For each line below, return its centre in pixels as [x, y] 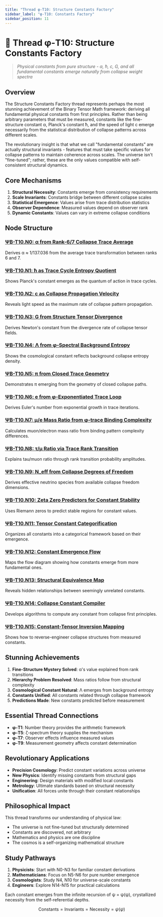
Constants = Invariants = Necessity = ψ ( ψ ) [82, 909]
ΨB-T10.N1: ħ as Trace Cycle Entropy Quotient [61, 270]
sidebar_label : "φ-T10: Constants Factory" [50, 14]
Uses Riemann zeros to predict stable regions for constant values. [71, 511]
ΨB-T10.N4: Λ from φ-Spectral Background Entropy [68, 345]
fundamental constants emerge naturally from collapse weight [80, 72]
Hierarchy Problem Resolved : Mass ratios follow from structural [76, 679]
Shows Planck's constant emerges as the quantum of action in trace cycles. [81, 281]
